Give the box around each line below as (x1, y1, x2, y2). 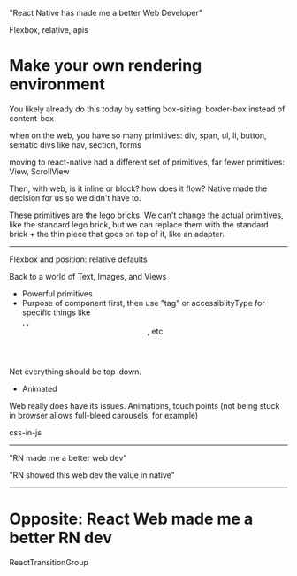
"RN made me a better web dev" (9, 452, 127, 463)
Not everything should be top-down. (9, 366, 141, 377)
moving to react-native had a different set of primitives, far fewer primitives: (9, 157, 286, 167)
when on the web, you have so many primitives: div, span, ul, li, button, (9, 130, 267, 141)
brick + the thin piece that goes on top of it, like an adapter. (9, 228, 225, 239)
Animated (21, 383, 57, 394)
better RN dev (9, 528, 112, 548)
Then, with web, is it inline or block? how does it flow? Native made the (9, 183, 268, 194)
